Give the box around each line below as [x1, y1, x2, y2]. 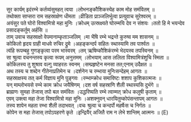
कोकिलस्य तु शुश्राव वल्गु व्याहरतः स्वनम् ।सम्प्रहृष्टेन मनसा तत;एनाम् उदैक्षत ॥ [6, 61, 152, 68]
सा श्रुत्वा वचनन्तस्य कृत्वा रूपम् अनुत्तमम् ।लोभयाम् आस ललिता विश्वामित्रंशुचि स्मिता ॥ [6, 54, 169, 61]
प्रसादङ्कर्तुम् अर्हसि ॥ [6, 26, 48, 34]
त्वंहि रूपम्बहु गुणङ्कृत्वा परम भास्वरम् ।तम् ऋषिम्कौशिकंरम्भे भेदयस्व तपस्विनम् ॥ [6, 47, 159, 54]
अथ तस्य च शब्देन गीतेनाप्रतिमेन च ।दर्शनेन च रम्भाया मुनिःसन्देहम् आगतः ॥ [6, 68, 147, 74]
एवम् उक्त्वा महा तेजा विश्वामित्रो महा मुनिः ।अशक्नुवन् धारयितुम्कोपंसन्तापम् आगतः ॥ [6, 95, 163, 102]
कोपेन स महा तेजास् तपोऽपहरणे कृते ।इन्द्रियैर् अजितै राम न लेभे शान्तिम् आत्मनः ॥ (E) [6, 109, 168, 116]
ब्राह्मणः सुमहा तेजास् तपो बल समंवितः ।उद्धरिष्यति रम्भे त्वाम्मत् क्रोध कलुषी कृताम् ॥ [6, 88, 162, 95]
